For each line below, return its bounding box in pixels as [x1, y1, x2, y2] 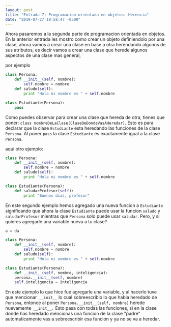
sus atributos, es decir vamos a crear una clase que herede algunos [5, 47, 148, 53]
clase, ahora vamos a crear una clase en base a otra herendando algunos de [5, 42, 166, 48]
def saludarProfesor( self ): [14, 188, 74, 193]
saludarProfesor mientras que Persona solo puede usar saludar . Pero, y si [5, 213, 160, 219]
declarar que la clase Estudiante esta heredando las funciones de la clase [5, 125, 160, 131]
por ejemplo [5, 62, 31, 69]
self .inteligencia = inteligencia [14, 280, 88, 285]
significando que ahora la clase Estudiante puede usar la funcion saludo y [5, 207, 160, 214]
